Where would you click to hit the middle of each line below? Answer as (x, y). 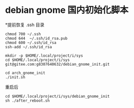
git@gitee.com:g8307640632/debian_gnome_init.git (58, 64)
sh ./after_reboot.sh (28, 101)
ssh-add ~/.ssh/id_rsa (29, 47)
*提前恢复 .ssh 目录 (25, 25)
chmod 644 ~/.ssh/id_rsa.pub (36, 38)
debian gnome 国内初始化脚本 (67, 10)
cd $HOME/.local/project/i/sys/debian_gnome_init (58, 96)
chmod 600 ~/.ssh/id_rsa (31, 42)
